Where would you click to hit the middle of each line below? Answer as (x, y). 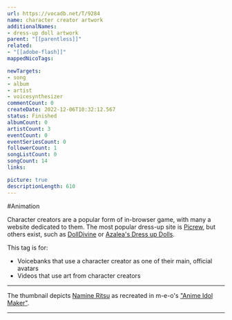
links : (17, 167)
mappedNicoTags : (30, 59)
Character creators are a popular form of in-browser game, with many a (109, 219)
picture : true (28, 180)
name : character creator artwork (55, 20)
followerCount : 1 (32, 148)
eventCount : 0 (28, 135)
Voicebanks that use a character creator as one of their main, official (115, 261)
